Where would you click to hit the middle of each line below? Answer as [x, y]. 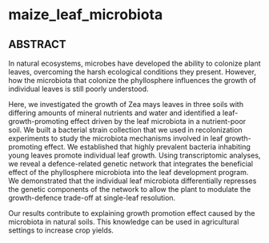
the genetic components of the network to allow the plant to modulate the [130, 189]
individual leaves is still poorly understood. [79, 89]
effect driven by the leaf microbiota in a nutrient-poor [158, 121]
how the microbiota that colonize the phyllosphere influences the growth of [132, 80]
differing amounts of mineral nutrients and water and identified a [115, 113]
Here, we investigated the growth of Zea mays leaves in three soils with [126, 104]
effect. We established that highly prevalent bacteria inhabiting [147, 147]
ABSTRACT [37, 44]
